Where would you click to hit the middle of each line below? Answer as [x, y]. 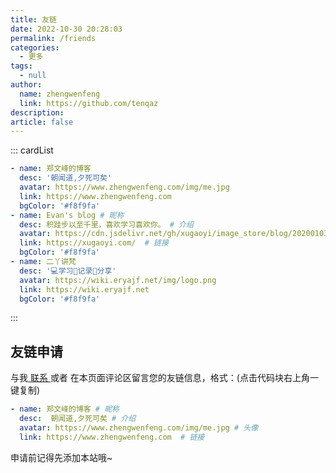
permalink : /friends [53, 38]
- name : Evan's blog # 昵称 [67, 215]
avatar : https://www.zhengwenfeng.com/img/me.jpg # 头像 [139, 427]
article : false [42, 122]
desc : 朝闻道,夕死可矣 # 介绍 [78, 419]
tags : [21, 66]
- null [33, 76]
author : [26, 85]
